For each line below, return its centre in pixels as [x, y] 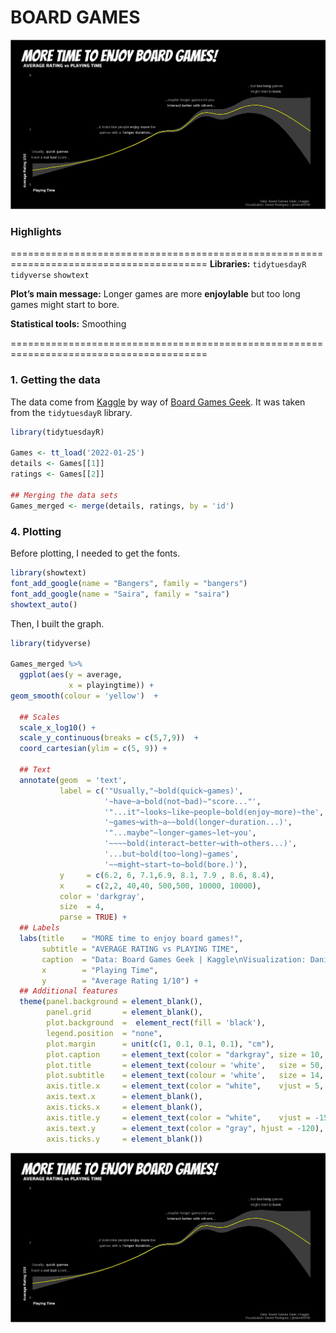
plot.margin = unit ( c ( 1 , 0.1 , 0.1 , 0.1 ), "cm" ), [160, 1044]
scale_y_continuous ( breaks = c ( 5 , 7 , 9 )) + [109, 738]
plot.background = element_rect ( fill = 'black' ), [156, 1023]
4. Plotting [36, 531]
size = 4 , [82, 907]
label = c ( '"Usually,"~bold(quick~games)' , [151, 791]
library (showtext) [48, 573]
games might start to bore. [65, 305]
